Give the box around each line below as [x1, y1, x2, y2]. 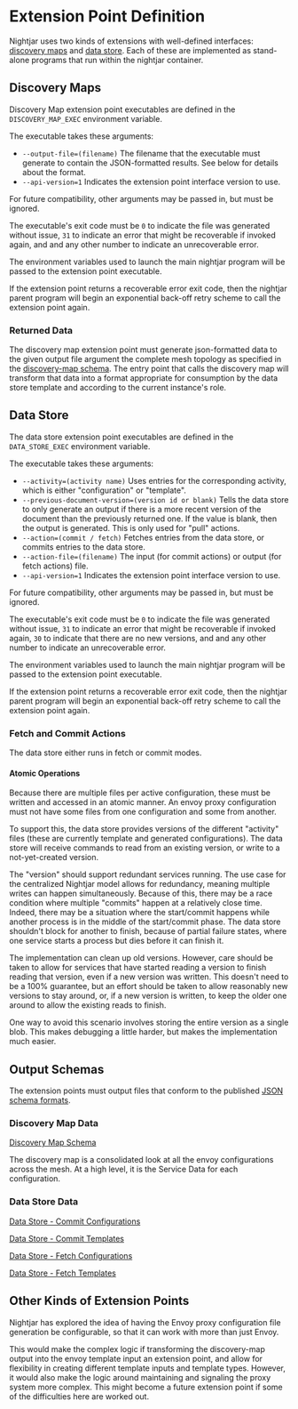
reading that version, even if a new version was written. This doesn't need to [9, 971, 289, 982]
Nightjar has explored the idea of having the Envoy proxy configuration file [9, 1316, 281, 1327]
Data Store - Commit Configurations [9, 1216, 141, 1227]
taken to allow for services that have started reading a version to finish [9, 962, 267, 973]
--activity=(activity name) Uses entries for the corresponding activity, [21, 475, 286, 486]
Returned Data [9, 324, 74, 336]
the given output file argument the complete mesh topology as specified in [9, 354, 282, 365]
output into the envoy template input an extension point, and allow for [9, 1353, 263, 1364]
